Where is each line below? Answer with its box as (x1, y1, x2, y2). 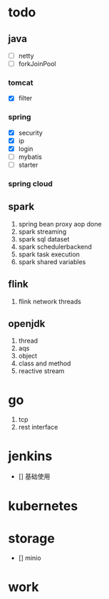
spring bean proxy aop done (18, 219, 102, 228)
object (18, 352, 38, 360)
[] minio (18, 553, 41, 563)
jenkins (8, 448, 53, 464)
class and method (18, 359, 71, 368)
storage (8, 530, 56, 546)
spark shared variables (18, 257, 86, 266)
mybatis (18, 152, 42, 161)
